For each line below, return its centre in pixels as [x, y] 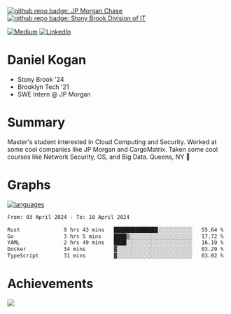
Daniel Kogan [47, 60]
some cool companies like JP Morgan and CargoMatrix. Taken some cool [113, 149]
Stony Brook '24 [41, 79]
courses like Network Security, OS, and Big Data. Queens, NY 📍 [99, 157]
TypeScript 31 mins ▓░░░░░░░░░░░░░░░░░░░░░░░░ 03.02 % [115, 256]
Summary [36, 123]
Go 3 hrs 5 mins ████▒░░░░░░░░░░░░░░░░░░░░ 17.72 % [115, 236]
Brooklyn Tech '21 [43, 87]
